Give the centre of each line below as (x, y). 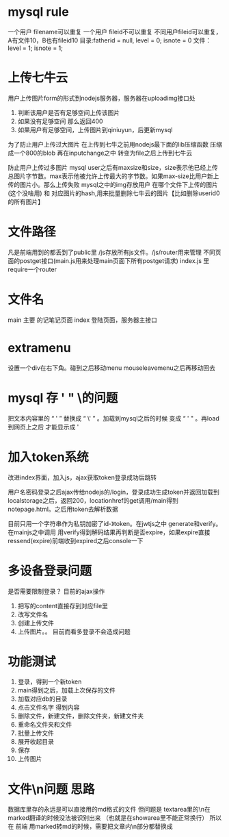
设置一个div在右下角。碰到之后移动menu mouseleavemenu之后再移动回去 (112, 368)
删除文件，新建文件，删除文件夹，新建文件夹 (81, 716)
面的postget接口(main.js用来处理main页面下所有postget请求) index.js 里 (109, 260)
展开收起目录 (36, 742)
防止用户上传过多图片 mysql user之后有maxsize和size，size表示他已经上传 (113, 167)
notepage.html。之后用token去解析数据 (63, 509)
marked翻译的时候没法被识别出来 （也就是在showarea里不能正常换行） (108, 818)
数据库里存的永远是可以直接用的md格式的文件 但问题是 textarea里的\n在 (109, 810)
